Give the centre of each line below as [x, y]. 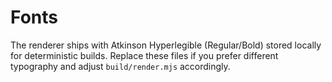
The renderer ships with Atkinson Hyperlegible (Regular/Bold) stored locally [166, 45]
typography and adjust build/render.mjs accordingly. [120, 66]
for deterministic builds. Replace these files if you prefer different [144, 55]
